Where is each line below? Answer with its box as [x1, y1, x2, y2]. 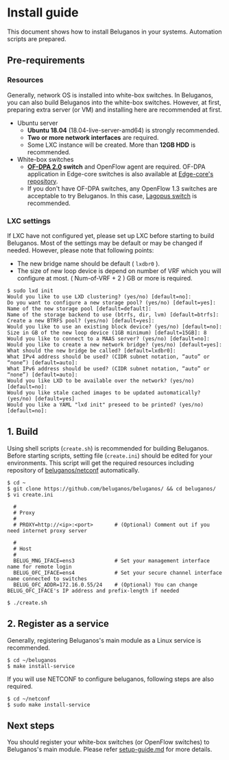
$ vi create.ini [7, 491, 53, 498]
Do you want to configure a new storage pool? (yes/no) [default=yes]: [7, 299, 216, 306]
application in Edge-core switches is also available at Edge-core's [27, 169, 214, 178]
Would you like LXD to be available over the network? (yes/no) [7, 377, 195, 384]
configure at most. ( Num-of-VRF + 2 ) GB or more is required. [16, 274, 193, 282]
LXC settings [7, 216, 51, 226]
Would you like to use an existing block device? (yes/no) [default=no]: [7, 323, 223, 330]
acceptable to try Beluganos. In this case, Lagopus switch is [27, 191, 197, 200]
